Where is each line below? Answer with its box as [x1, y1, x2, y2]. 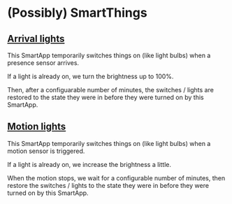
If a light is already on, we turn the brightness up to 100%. [7, 72, 174, 80]
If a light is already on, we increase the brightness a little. [7, 160, 171, 168]
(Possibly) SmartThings [7, 5, 148, 21]
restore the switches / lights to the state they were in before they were [7, 181, 210, 189]
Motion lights [7, 121, 66, 133]
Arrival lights [7, 33, 65, 45]
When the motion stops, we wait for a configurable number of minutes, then [7, 173, 226, 182]
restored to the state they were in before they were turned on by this [7, 93, 204, 101]
